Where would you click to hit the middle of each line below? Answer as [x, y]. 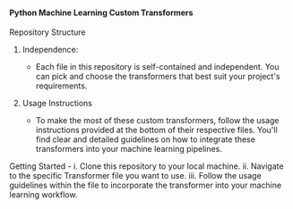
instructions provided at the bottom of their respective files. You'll [156, 130]
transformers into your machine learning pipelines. [129, 149]
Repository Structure [48, 32]
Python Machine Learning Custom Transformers [101, 13]
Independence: [50, 50]
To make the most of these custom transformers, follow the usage [157, 121]
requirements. [61, 86]
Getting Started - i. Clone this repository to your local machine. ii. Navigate [146, 166]
